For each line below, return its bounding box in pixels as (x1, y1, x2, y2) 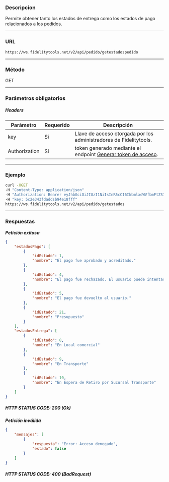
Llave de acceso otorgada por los (74, 130, 153, 137)
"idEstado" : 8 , (32, 338, 64, 343)
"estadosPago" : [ (14, 244, 51, 249)
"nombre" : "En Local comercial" (32, 342, 100, 347)
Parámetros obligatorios (5, 95, 66, 102)
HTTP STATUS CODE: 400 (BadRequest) (5, 471, 92, 477)
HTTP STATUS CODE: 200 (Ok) (5, 405, 71, 411)
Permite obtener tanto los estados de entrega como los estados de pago (5, 16, 155, 22)
